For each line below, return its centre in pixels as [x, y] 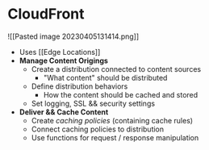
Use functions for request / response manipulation [115, 137]
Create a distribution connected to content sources [116, 69]
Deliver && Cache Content [64, 112]
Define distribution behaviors [79, 86]
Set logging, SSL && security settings [93, 103]
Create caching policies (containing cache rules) [112, 120]
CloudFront [46, 14]
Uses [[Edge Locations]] [60, 52]
